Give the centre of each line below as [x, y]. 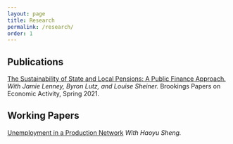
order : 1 [20, 33]
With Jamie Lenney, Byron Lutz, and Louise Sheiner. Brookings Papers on [114, 86]
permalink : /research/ [40, 27]
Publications [36, 61]
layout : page [26, 14]
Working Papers [43, 116]
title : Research [31, 20]
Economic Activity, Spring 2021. [53, 94]
